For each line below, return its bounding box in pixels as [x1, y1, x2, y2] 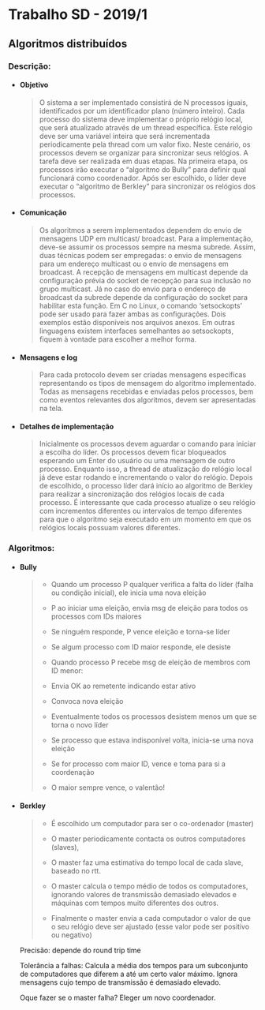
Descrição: [8, 61, 51, 72]
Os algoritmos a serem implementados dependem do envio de [39, 225, 242, 234]
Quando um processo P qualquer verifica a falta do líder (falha [50, 580, 254, 589]
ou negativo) [50, 930, 92, 940]
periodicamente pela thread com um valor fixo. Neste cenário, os [39, 140, 251, 149]
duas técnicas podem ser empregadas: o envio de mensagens [39, 250, 242, 260]
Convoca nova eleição [50, 697, 124, 706]
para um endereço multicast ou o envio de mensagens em [39, 259, 229, 268]
